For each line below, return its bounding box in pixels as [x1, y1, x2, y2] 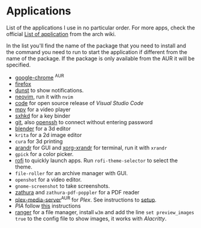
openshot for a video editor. [14, 176, 82, 183]
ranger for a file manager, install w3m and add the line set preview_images [14, 209, 195, 216]
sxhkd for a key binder [14, 112, 71, 119]
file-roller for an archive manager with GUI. [14, 169, 128, 176]
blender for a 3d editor [14, 125, 71, 132]
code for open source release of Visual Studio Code [14, 99, 144, 106]
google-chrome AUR [14, 73, 64, 81]
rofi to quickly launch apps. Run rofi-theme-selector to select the [14, 157, 178, 164]
